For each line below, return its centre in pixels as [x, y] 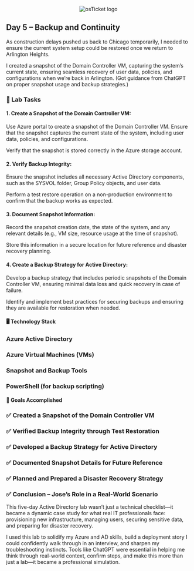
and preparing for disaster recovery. [50, 526]
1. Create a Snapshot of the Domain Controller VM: [69, 113]
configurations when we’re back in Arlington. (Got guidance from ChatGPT [96, 78]
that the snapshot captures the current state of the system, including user [95, 133]
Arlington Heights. [28, 54]
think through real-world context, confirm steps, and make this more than [95, 556]
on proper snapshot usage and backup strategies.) [67, 84]
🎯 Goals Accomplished [34, 400]
